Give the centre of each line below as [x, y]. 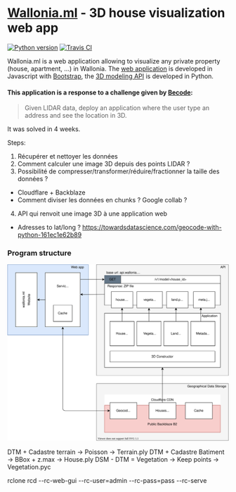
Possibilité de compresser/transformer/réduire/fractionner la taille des [118, 171]
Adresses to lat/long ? [49, 228]
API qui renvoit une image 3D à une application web [92, 214]
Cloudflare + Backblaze [51, 192]
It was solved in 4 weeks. [44, 129]
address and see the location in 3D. [76, 116]
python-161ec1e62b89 [50, 235]
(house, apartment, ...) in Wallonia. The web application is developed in [110, 68]
